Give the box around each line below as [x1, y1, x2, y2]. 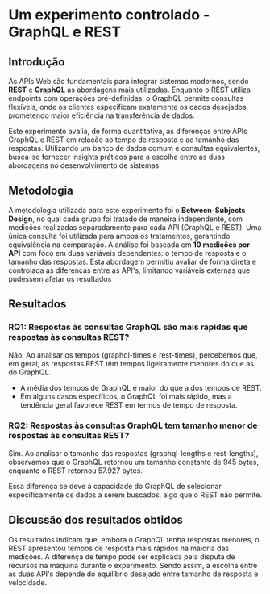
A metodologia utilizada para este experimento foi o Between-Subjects [8, 205, 246, 215]
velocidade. [8, 577, 48, 587]
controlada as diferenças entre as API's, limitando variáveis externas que [8, 265, 251, 275]
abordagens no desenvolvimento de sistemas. [8, 161, 161, 170]
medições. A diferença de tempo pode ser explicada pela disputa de [8, 551, 235, 562]
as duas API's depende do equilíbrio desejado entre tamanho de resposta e [8, 569, 259, 579]
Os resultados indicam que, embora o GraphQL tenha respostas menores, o [8, 534, 260, 544]
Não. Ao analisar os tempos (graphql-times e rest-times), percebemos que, [8, 349, 258, 360]
